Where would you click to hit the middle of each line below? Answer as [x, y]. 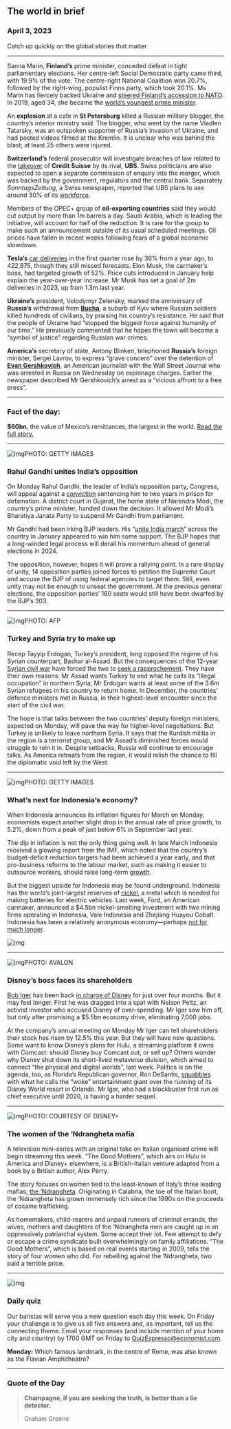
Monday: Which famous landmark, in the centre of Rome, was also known [112, 1351]
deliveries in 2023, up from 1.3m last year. [66, 287]
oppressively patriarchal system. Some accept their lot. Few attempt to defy [114, 1234]
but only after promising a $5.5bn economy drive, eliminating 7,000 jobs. [110, 1017]
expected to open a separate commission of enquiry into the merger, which [113, 173]
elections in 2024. [33, 551]
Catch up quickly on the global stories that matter [77, 46]
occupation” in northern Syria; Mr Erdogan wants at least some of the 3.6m [113, 683]
